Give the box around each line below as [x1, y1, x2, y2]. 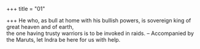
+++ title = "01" [6, 5, 45, 12]
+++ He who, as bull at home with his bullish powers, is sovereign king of [6, 17, 191, 24]
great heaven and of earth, [6, 24, 74, 30]
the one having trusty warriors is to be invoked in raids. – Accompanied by [6, 30, 194, 37]
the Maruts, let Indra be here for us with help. [6, 36, 121, 43]
